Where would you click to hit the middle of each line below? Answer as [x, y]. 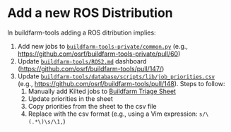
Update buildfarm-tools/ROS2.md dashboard [82, 61]
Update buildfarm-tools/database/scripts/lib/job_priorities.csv [116, 76]
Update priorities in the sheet [70, 98]
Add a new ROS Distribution [90, 13]
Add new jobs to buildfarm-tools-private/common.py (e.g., [103, 46]
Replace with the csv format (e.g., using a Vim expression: [113, 114]
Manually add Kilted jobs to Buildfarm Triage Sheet [102, 91]
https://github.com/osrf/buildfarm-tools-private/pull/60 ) [99, 54]
